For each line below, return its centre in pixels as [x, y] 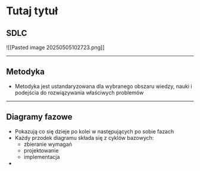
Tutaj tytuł [32, 11]
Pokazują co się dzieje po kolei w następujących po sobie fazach [94, 131]
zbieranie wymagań [48, 144]
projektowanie [41, 150]
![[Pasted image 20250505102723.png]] [55, 47]
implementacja [42, 157]
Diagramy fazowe [39, 117]
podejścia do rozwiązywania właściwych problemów [79, 92]
